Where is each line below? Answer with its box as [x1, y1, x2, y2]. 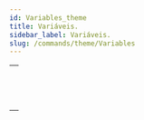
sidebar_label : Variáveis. [9, 30, 111, 39]
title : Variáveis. [9, 22, 79, 31]
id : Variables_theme [9, 13, 88, 23]
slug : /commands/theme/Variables [9, 38, 136, 48]
